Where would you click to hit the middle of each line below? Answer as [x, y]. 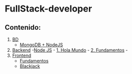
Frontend [22, 55]
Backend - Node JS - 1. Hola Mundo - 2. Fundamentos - [70, 50]
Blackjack [30, 66]
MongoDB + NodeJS [41, 45]
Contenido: [23, 27]
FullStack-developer [48, 9]
